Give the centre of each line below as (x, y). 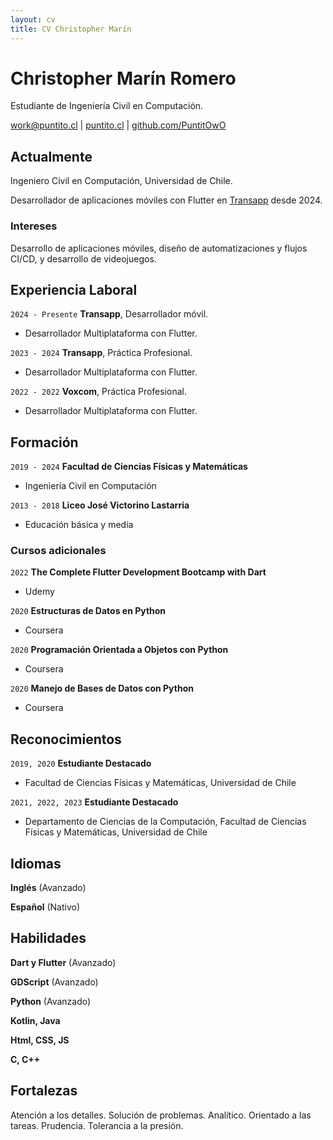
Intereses (34, 226)
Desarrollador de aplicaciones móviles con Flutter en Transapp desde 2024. (166, 200)
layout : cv (33, 19)
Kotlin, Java (35, 1020)
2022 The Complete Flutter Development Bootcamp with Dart (138, 572)
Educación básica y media (79, 525)
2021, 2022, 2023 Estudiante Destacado (94, 802)
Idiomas (36, 863)
